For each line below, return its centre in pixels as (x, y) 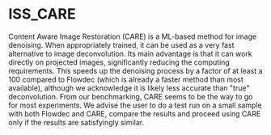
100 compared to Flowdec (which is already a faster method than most (126, 79)
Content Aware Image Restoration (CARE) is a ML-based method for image (133, 36)
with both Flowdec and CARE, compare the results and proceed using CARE (135, 113)
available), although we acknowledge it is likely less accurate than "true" (129, 88)
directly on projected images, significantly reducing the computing (119, 62)
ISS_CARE (42, 14)
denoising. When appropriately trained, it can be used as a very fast (121, 44)
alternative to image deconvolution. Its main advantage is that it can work (130, 53)
